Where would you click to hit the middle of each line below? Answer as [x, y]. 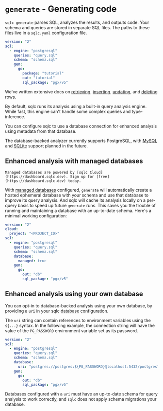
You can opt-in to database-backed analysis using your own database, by [79, 305]
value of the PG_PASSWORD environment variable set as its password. [72, 331]
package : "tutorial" [43, 73]
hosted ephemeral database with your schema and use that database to [77, 195]
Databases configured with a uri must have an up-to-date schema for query [81, 394]
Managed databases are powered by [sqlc [47, 172]
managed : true [32, 261]
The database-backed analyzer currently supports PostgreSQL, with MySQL [81, 141]
